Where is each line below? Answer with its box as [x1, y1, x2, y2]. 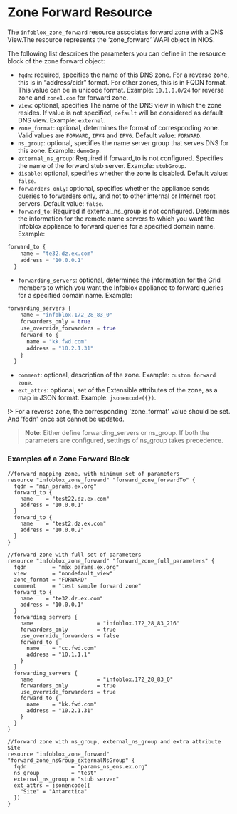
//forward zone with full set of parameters [7, 551, 142, 558]
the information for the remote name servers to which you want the [17, 214, 215, 223]
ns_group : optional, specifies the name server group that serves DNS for [17, 138, 229, 147]
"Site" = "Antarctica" [20, 788, 88, 795]
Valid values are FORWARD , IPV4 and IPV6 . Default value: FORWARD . [17, 131, 202, 140]
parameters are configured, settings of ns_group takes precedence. [24, 436, 224, 445]
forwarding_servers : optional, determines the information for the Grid [17, 276, 221, 285]
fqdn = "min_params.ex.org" [14, 482, 98, 490]
